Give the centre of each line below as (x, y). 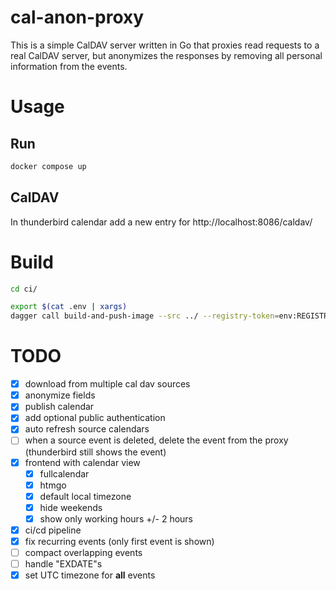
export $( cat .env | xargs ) (69, 307)
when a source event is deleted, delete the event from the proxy (156, 440)
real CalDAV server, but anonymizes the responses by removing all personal (166, 55)
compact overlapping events (83, 552)
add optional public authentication (95, 418)
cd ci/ (24, 289)
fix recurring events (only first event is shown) (119, 541)
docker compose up (48, 166)
